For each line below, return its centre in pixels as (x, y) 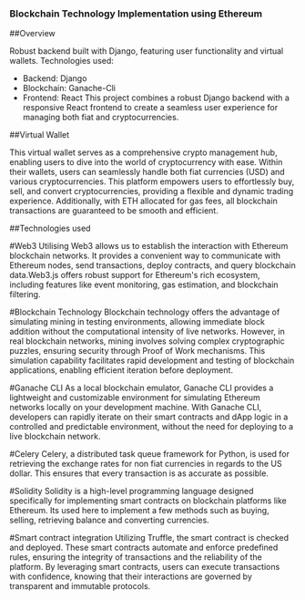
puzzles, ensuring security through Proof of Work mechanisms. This (137, 351)
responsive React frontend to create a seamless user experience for (150, 108)
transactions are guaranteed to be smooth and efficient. (114, 211)
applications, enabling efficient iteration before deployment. (122, 370)
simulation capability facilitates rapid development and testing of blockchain (152, 361)
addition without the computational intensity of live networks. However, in (147, 332)
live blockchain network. (55, 437)
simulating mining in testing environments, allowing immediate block (137, 322)
